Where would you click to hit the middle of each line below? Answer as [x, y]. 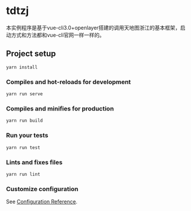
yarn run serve [25, 94]
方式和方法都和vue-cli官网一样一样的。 [58, 35]
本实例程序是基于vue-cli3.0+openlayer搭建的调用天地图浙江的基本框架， [93, 27]
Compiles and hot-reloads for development [69, 82]
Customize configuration [42, 189]
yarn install [22, 67]
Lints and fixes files [34, 162]
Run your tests [27, 136]
